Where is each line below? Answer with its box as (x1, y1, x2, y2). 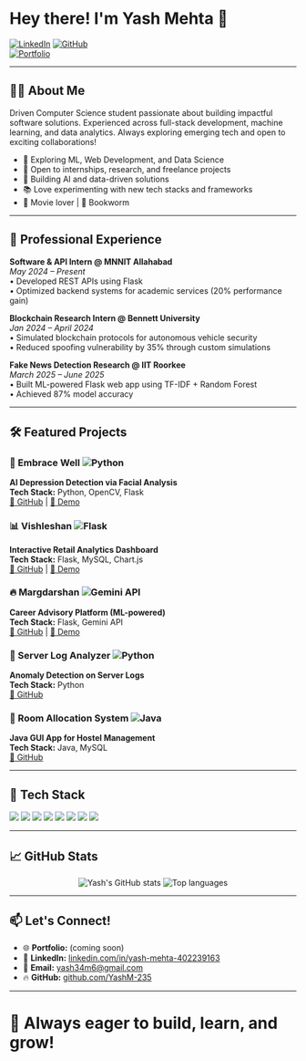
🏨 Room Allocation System (9, 712, 129, 724)
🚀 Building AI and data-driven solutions (22, 173, 170, 184)
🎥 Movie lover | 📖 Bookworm (22, 196, 130, 208)
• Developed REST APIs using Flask (9, 276, 144, 286)
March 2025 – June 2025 (9, 369, 105, 380)
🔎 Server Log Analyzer (9, 649, 111, 661)
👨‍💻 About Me (9, 83, 86, 99)
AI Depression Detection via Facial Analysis (9, 477, 178, 488)
